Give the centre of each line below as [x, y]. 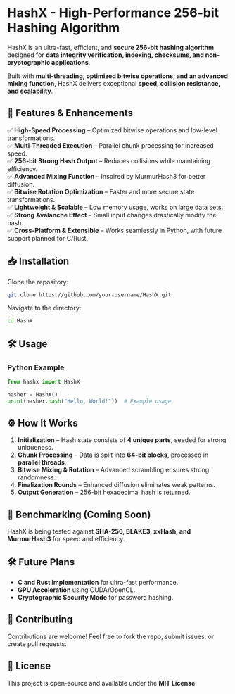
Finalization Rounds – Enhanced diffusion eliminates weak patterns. [116, 485]
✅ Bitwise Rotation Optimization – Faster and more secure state [101, 191]
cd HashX [20, 321]
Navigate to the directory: [44, 308]
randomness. [37, 477]
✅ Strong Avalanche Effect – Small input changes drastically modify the [112, 215]
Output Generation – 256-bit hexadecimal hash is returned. [104, 492]
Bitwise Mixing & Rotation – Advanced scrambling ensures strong [113, 470]
